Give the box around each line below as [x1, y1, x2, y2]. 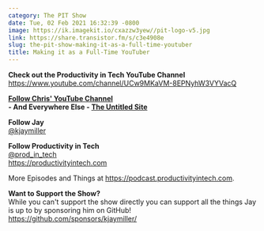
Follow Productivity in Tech [8, 142, 100, 150]
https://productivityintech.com [8, 158, 107, 167]
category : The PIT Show [8, 11, 87, 20]
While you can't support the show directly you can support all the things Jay [8, 197, 257, 206]
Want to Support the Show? [8, 189, 100, 198]
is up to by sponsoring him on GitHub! [8, 206, 132, 214]
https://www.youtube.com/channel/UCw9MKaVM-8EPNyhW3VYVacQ [8, 78, 237, 88]
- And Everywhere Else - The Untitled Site [8, 102, 148, 112]
